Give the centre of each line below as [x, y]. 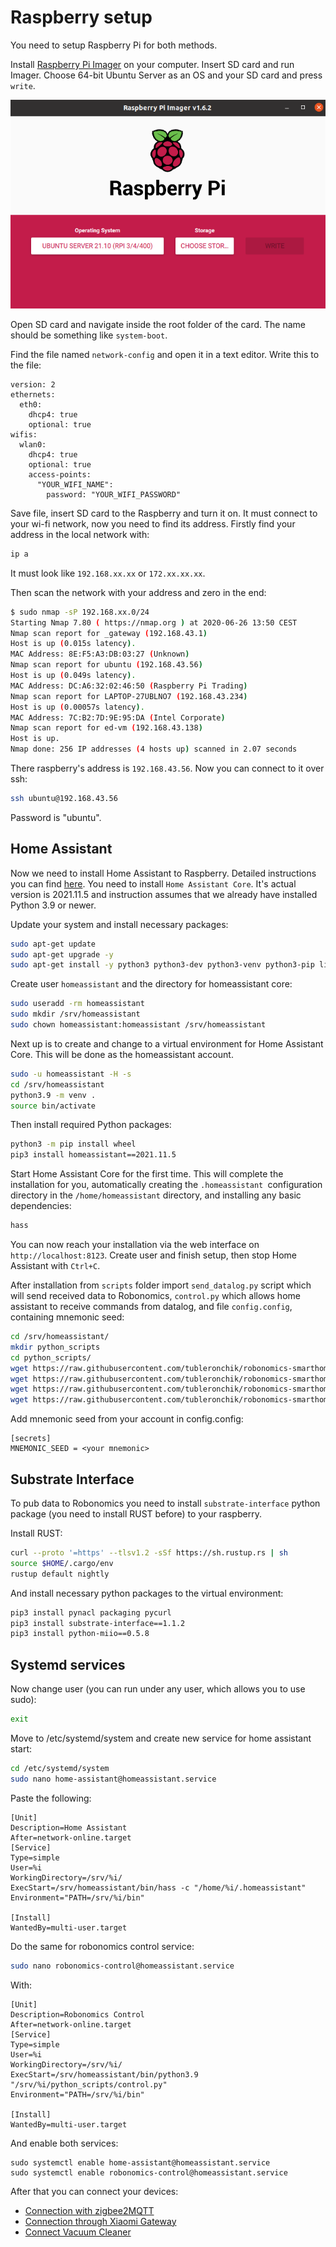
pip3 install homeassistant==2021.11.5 [93, 1155]
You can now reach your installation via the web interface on [135, 1245]
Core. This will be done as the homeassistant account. [122, 1054]
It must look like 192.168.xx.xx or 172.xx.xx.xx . [108, 573]
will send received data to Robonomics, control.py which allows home [155, 1296]
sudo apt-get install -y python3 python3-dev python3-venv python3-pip [162, 965]
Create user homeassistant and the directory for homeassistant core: [151, 984]
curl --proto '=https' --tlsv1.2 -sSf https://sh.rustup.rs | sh [149, 1553]
